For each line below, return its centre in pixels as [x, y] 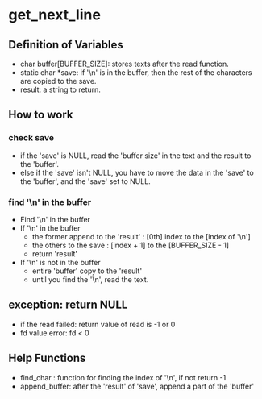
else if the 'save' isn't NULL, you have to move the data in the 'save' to [137, 172]
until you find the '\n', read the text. [90, 279]
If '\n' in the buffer [50, 228]
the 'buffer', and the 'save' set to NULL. [85, 181]
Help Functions [47, 358]
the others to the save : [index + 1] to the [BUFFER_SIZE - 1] [131, 245]
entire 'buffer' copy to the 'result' [87, 271]
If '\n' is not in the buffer [60, 262]
